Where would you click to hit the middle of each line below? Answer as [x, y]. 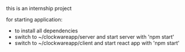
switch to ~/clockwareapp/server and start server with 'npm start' [94, 37]
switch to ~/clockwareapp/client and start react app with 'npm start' [97, 43]
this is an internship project [39, 8]
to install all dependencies [46, 31]
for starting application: [34, 19]
